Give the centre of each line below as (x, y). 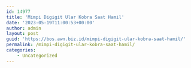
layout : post (22, 34)
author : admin (24, 28)
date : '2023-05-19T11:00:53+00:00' (51, 22)
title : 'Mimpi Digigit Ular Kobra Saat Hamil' (65, 17)
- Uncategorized (37, 56)
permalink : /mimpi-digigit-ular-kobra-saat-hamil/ (71, 45)
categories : (21, 50)
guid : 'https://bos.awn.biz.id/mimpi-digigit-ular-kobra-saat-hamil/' (96, 39)
